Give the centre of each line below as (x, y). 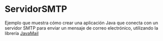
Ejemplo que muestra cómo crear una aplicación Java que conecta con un (81, 23)
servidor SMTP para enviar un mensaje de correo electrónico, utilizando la (81, 28)
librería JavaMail (22, 33)
